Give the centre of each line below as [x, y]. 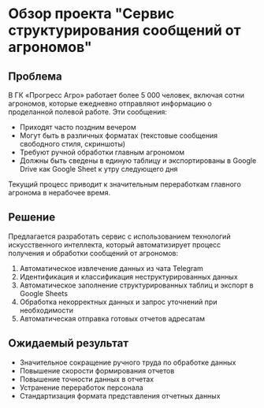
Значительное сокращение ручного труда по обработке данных [128, 362]
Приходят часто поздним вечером [78, 127]
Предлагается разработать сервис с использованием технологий [119, 236]
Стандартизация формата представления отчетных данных [120, 395]
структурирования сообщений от [125, 30]
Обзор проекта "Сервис [91, 14]
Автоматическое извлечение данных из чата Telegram [111, 268]
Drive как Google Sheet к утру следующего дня [99, 169]
